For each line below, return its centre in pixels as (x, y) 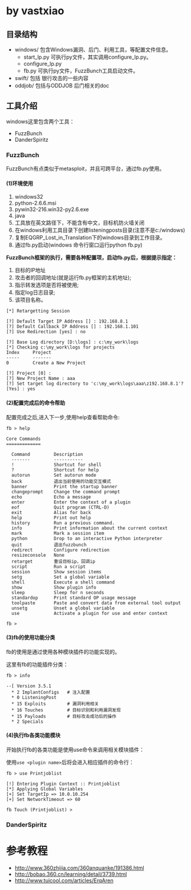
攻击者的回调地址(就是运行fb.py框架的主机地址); (73, 277)
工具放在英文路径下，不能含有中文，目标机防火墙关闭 (80, 223)
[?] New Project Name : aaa (41, 379)
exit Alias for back (51, 512)
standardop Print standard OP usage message (74, 598)
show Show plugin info (54, 587)
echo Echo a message (51, 497)
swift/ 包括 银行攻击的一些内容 (51, 78)
